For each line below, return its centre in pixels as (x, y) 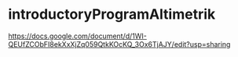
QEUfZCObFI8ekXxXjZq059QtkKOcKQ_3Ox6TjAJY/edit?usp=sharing (119, 44)
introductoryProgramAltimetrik (112, 14)
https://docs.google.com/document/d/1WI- (78, 36)
